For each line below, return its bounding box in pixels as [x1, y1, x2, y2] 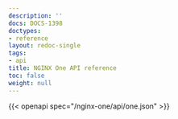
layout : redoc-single [8, 42, 81, 50]
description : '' [8, 11, 63, 20]
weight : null [8, 79, 52, 87]
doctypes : [8, 27, 42, 35]
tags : [8, 49, 27, 57]
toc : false [8, 72, 45, 80]
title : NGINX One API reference [8, 64, 117, 72]
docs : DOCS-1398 [8, 19, 63, 27]
